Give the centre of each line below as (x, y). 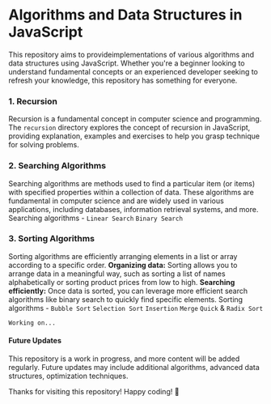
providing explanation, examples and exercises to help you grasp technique (134, 136)
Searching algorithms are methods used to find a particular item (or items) (132, 183)
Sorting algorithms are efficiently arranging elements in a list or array (123, 256)
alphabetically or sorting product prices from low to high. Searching (122, 282)
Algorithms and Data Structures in (125, 15)
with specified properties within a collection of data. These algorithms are (131, 192)
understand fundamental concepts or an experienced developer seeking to (133, 71)
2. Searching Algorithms (57, 166)
